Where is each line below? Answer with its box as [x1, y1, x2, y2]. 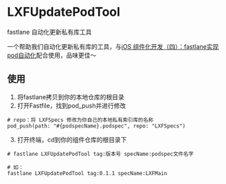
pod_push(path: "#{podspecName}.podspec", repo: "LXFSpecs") [7, 122, 186, 130]
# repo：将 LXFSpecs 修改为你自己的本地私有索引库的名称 [7, 116, 154, 123]
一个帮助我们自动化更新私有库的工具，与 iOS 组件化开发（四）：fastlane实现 [7, 42, 219, 50]
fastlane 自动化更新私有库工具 [7, 28, 92, 36]
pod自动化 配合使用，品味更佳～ [7, 51, 97, 59]
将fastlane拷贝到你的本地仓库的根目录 [16, 92, 125, 101]
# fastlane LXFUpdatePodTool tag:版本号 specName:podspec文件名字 [7, 150, 194, 157]
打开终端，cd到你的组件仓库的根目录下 [16, 135, 127, 143]
